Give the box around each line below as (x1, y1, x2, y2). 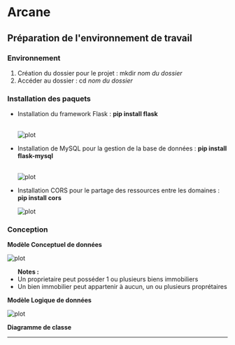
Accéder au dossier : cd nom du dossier (17, 76, 133, 85)
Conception (7, 225, 48, 234)
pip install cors (17, 194, 62, 202)
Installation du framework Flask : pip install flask (17, 110, 159, 118)
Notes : (17, 267, 40, 276)
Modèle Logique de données (7, 296, 92, 304)
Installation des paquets (7, 94, 91, 104)
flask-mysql (17, 152, 54, 160)
